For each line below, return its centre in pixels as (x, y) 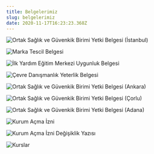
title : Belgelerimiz (32, 12)
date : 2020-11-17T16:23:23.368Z (47, 23)
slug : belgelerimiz (31, 17)
